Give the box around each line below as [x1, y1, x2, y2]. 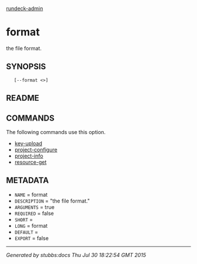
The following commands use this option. [6, 128, 106, 135]
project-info [14, 152, 43, 159]
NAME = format [14, 191, 48, 198]
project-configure [14, 146, 57, 153]
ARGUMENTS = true [14, 203, 55, 210]
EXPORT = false [14, 234, 49, 242]
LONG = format [14, 222, 48, 229]
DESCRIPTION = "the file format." [14, 197, 90, 204]
